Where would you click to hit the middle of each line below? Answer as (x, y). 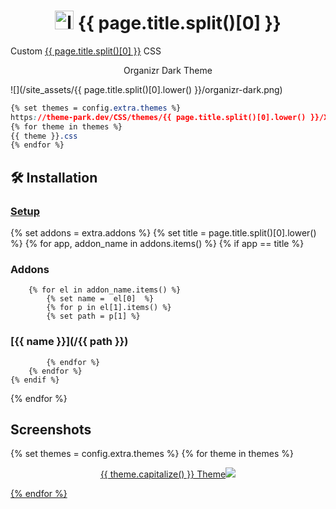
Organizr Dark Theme (168, 70)
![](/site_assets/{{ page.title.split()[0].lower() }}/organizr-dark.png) (146, 89)
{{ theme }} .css (44, 136)
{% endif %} (35, 380)
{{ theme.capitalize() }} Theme (163, 474)
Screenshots (51, 429)
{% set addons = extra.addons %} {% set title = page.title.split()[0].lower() (163, 233)
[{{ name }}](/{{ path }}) (69, 342)
